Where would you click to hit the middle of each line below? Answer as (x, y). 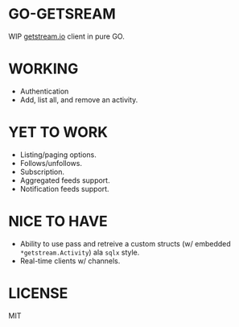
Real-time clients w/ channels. (70, 261)
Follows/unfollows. (51, 163)
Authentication (44, 91)
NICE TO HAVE (58, 221)
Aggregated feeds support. (65, 180)
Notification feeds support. (65, 188)
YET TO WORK (58, 132)
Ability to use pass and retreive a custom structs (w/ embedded (125, 243)
